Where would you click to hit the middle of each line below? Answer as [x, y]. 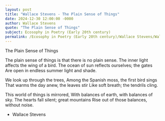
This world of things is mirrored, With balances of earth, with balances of [79, 94]
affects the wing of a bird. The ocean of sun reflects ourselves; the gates [79, 65]
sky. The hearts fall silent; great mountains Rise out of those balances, [76, 100]
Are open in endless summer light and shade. [51, 70]
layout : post [18, 10]
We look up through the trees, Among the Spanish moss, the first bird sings [81, 80]
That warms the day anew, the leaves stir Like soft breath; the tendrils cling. [82, 85]
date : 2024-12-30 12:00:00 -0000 [39, 19]
